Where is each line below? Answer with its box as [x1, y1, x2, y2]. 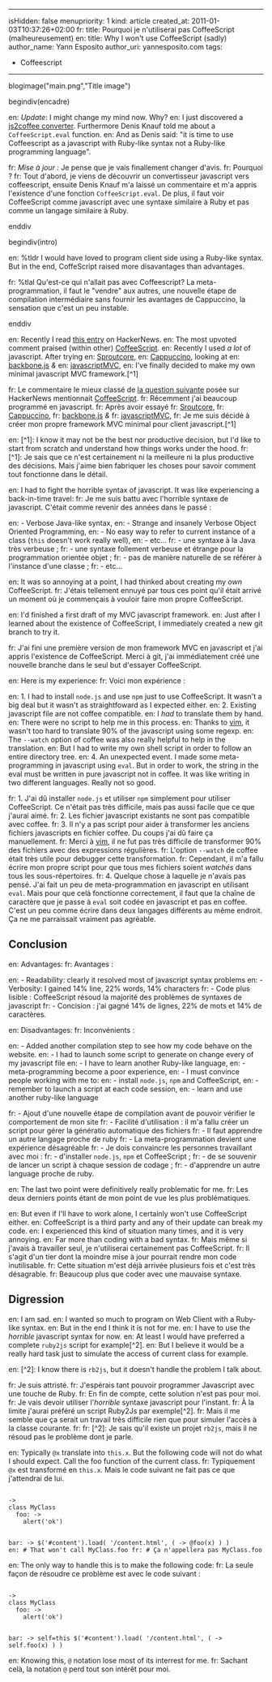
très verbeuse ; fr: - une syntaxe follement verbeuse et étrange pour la [8, 544, 244, 553]
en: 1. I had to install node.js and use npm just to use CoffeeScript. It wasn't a [8, 691, 262, 701]
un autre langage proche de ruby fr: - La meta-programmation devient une [8, 1134, 257, 1144]
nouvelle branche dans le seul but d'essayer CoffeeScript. [8, 660, 202, 669]
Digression [8, 1293, 65, 1306]
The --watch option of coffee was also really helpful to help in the [8, 735, 226, 744]
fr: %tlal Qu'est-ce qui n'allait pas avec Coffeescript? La [8, 277, 195, 286]
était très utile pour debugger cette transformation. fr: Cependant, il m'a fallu [8, 854, 264, 863]
